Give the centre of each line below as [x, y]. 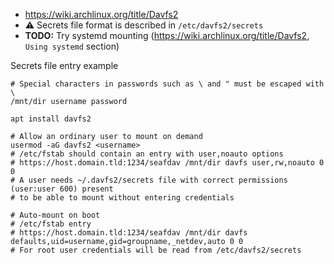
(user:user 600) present [62, 189]
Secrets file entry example [64, 65]
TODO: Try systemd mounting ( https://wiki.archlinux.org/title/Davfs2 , [167, 35]
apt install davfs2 [51, 119]
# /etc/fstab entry [51, 224]
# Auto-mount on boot [55, 215]
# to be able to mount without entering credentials [122, 198]
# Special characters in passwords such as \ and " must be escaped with [167, 84]
